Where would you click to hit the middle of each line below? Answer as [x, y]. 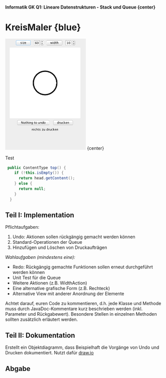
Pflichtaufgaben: [22, 227]
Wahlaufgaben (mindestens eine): [40, 257]
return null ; [32, 189]
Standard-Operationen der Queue [47, 242]
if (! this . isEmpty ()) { [39, 173]
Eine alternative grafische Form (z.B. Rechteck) [61, 289]
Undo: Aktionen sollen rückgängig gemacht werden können [74, 237]
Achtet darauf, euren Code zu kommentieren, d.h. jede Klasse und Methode [83, 304]
